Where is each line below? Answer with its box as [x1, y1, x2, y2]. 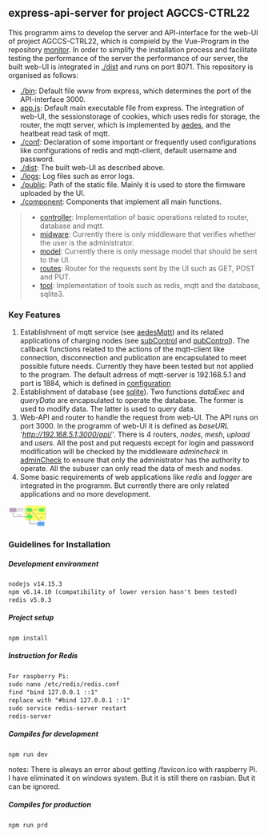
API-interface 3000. [19, 94, 86, 104]
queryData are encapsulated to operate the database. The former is [19, 396, 244, 405]
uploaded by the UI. [19, 188, 86, 197]
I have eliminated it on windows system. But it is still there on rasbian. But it [8, 773, 256, 782]
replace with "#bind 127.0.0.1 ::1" [8, 696, 130, 705]
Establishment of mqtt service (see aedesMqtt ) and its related [19, 327, 224, 337]
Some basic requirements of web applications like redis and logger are [19, 473, 253, 482]
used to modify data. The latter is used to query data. [19, 404, 196, 414]
